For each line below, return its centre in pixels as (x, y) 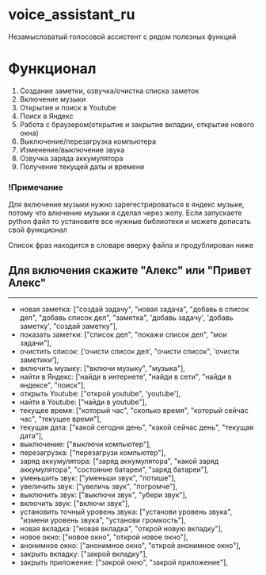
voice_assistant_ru (72, 15)
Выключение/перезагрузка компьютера (88, 141)
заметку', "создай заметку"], (68, 326)
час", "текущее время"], (60, 419)
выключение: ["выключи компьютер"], (85, 444)
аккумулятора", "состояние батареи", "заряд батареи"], (114, 469)
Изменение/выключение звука (72, 149)
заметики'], (39, 360)
